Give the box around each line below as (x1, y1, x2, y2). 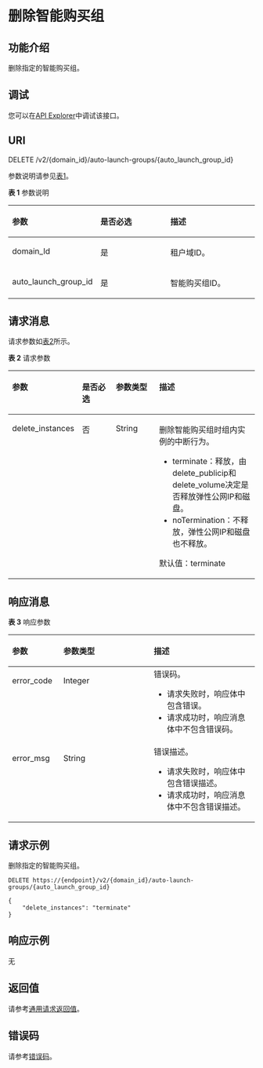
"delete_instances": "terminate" (22, 904, 131, 912)
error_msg (12, 753, 51, 764)
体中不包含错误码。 (167, 724, 238, 735)
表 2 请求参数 (8, 353, 51, 363)
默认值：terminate (159, 558, 225, 569)
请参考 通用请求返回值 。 (8, 1004, 84, 1013)
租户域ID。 (170, 247, 210, 258)
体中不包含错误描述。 (167, 802, 246, 813)
